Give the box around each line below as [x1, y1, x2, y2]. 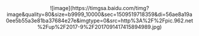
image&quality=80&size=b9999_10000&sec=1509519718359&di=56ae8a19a [6, 11, 193, 18]
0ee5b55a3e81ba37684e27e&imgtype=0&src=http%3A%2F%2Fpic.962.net [5, 17, 194, 24]
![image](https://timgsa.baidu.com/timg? [49, 5, 150, 11]
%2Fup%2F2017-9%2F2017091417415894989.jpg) [37, 24, 162, 30]
